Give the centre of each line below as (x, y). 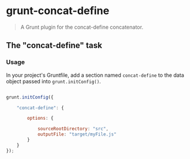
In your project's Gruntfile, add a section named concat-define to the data (95, 75)
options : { (40, 119)
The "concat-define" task (54, 45)
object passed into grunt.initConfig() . (54, 81)
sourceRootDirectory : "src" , (73, 129)
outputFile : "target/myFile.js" (77, 134)
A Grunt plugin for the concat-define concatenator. (82, 27)
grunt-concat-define (58, 11)
